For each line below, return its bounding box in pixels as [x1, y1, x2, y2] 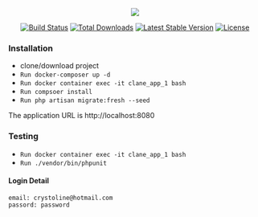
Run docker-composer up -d [19, 71, 111, 80]
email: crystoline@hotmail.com [8, 194, 113, 202]
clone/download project [19, 61, 99, 71]
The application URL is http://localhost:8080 [8, 111, 155, 121]
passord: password [8, 201, 70, 209]
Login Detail [8, 176, 50, 186]
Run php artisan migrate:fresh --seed [19, 96, 150, 104]
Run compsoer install [19, 88, 92, 96]
